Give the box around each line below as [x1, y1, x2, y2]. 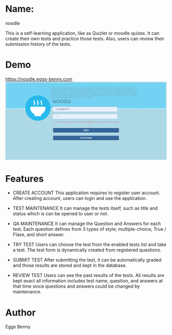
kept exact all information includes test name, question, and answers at [12, 278, 163, 284]
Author [5, 307, 36, 319]
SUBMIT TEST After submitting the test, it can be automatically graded [12, 257, 162, 263]
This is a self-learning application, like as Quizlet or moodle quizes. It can [5, 30, 160, 36]
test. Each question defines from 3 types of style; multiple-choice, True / [12, 226, 166, 232]
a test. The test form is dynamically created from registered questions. [12, 247, 162, 253]
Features [5, 173, 44, 184]
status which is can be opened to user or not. [12, 211, 109, 217]
